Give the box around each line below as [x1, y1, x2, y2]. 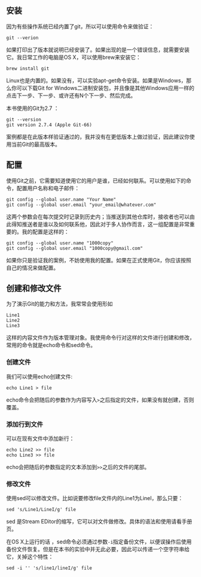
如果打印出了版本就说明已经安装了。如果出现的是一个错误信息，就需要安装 [6, 46, 190, 53]
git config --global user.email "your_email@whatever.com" [6, 202, 157, 208]
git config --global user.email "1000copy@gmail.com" [6, 245, 144, 251]
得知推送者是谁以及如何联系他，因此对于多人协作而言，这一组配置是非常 [11, 220, 190, 228]
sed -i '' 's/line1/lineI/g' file [6, 565, 93, 572]
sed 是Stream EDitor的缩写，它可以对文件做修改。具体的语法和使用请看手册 [6, 518, 193, 525]
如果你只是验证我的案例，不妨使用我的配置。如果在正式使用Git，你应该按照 [6, 256, 191, 264]
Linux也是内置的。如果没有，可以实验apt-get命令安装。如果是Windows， [6, 77, 187, 84]
